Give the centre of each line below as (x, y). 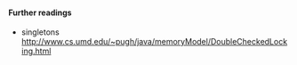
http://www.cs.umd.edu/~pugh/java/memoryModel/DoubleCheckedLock (154, 42)
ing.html (36, 51)
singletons (40, 32)
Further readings (40, 12)
